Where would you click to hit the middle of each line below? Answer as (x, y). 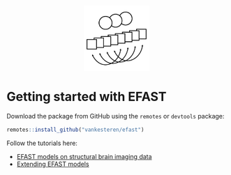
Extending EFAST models (53, 164)
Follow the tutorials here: (42, 143)
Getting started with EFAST (87, 97)
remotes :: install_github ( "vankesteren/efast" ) (75, 130)
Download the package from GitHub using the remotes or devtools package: (115, 116)
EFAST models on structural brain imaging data (84, 156)
